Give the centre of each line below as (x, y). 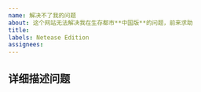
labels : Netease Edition (49, 37)
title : (19, 30)
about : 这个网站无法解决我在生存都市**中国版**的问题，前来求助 (101, 23)
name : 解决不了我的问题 (42, 15)
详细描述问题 (39, 78)
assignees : (26, 45)
